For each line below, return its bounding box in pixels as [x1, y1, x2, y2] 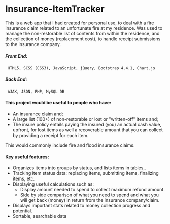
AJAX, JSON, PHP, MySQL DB [7, 89, 65, 94]
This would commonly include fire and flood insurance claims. [5, 142, 135, 148]
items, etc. [12, 175, 35, 182]
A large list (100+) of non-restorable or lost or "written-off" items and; [12, 116, 159, 122]
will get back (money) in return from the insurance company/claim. [20, 197, 160, 203]
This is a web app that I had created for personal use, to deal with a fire [5, 20, 154, 26]
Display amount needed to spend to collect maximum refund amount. [20, 187, 165, 193]
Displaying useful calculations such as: [12, 181, 94, 187]
